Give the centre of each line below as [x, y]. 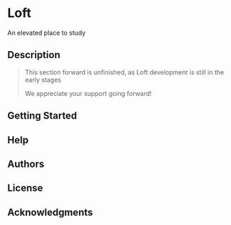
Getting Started [42, 116]
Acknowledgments [50, 212]
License [25, 188]
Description [34, 55]
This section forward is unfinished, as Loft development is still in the [124, 72]
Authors [26, 164]
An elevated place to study [47, 33]
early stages [43, 79]
